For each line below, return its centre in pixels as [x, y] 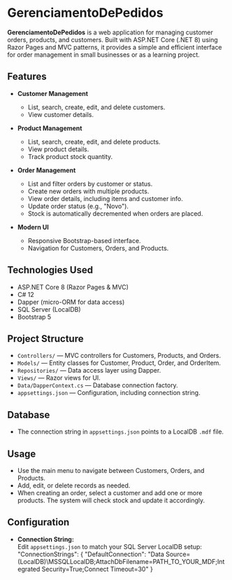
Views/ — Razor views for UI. [59, 378]
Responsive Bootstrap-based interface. [84, 240]
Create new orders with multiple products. [88, 191]
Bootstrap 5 [34, 317]
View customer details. [61, 114]
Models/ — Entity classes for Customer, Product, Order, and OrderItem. [119, 363]
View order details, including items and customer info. [106, 198]
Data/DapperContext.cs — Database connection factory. [97, 385]
